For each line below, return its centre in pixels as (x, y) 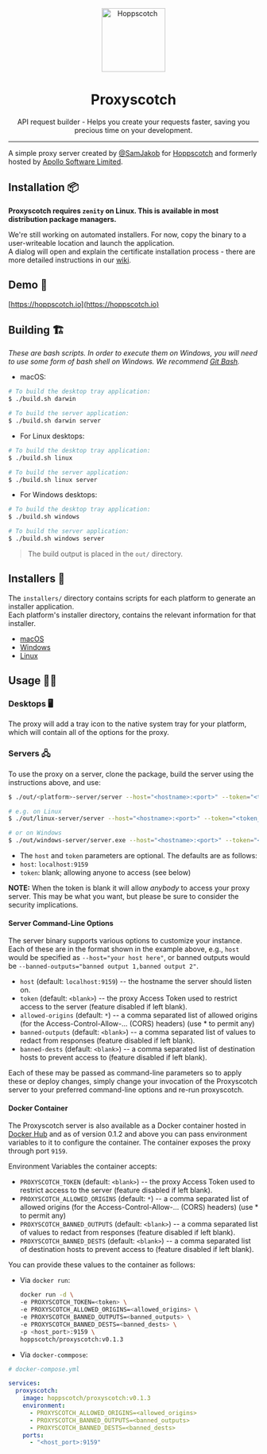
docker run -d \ (46, 1295)
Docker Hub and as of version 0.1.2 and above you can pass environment (128, 1134)
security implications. (43, 905)
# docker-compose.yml (44, 1369)
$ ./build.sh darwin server (55, 421)
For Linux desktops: (52, 436)
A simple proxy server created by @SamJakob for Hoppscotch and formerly (133, 153)
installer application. (41, 606)
